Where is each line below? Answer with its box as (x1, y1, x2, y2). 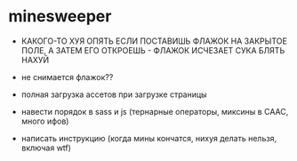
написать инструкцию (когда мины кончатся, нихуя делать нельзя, (20, 133, 277, 143)
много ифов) (20, 116, 69, 126)
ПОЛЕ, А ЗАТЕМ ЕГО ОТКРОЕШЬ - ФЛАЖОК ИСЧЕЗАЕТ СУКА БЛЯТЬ (20, 44, 285, 55)
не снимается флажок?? (20, 71, 114, 82)
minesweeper (8, 6, 112, 27)
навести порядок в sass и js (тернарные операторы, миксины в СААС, (20, 106, 289, 117)
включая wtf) (20, 142, 72, 153)
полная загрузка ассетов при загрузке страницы (20, 89, 207, 100)
